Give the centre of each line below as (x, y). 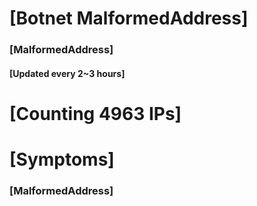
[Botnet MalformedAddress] (129, 18)
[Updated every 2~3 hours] (67, 73)
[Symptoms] (62, 159)
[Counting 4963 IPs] (95, 113)
